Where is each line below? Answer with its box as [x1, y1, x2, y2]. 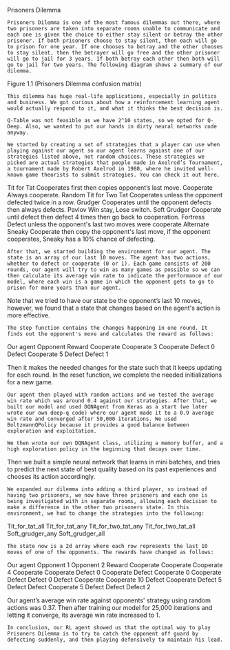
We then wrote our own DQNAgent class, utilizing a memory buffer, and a [7, 440, 224, 446]
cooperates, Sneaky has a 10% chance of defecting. [7, 235, 156, 243]
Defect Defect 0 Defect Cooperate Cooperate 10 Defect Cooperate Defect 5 [7, 575, 222, 584]
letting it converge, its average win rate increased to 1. [7, 611, 160, 619]
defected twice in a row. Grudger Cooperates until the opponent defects [7, 198, 212, 206]
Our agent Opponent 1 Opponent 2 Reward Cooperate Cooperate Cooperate [7, 561, 223, 569]
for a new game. [7, 378, 54, 386]
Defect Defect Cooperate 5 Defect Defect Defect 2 [7, 583, 151, 591]
